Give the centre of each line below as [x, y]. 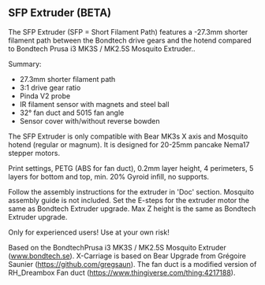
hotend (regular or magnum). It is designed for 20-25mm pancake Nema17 [129, 144]
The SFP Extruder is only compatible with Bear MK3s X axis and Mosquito [128, 136]
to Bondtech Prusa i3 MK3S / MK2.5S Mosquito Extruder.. [102, 48]
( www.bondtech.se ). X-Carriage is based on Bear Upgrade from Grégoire [127, 256]
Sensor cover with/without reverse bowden [90, 120]
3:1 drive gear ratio [50, 87]
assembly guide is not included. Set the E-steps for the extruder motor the [129, 200]
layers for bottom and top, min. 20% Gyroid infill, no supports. [109, 176]
